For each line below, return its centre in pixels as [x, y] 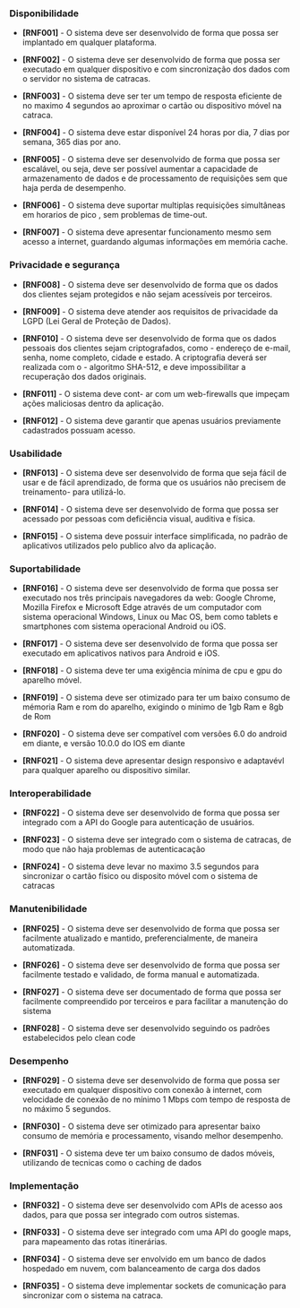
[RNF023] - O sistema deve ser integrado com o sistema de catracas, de [157, 839]
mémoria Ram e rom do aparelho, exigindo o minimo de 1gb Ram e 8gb [153, 707]
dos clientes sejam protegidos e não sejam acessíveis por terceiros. [147, 294]
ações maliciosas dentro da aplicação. [93, 403]
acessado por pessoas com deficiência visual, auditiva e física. [138, 519]
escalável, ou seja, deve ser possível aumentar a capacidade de [140, 169]
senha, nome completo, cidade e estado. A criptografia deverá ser [144, 357]
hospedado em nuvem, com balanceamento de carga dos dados [141, 1269]
